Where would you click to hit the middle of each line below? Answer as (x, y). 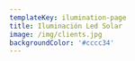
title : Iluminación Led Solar (66, 26)
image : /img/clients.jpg (56, 34)
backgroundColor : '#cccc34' (62, 43)
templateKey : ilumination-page (68, 17)
